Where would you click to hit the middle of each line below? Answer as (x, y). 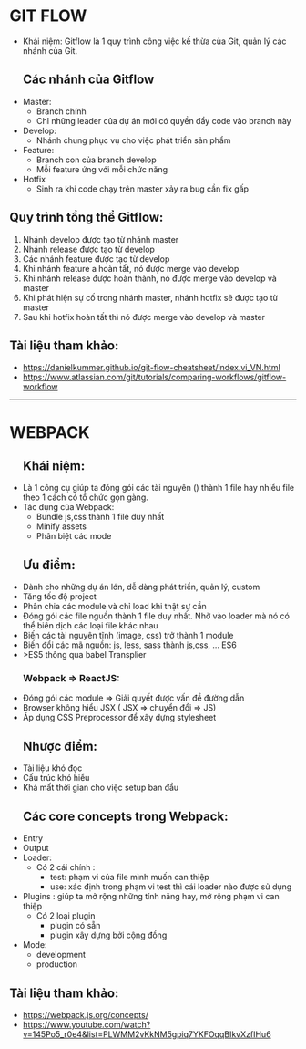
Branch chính (61, 111)
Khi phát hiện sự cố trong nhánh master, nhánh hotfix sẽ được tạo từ (150, 297)
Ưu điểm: (49, 565)
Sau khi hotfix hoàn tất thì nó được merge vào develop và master (144, 317)
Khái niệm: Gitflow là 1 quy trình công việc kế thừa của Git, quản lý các (154, 41)
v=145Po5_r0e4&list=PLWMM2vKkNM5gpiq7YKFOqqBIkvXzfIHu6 (147, 1034)
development (61, 955)
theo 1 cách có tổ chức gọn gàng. (85, 497)
